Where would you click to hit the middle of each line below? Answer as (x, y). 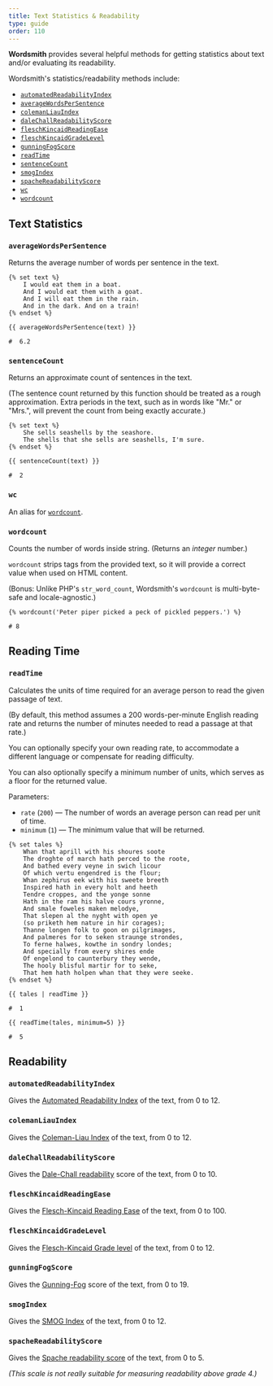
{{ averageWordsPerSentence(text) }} (72, 328)
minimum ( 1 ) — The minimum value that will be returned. (113, 829)
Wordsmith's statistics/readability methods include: (94, 79)
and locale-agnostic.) (61, 597)
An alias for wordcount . (46, 512)
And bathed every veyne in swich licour (92, 866)
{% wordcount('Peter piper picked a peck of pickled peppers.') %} (125, 612)
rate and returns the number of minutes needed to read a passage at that (131, 723)
